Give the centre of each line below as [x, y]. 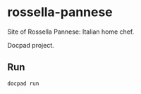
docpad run [23, 83]
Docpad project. [31, 45]
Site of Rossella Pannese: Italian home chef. [71, 32]
